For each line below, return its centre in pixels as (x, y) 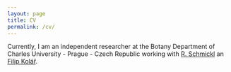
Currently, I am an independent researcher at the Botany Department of (111, 47)
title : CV (22, 20)
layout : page (26, 14)
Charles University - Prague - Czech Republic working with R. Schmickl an (115, 54)
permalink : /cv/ (31, 27)
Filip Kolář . (22, 62)
